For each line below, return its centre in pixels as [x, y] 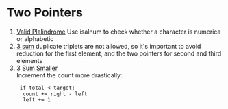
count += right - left [55, 94]
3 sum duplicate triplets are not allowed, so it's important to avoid [109, 46]
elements [29, 60]
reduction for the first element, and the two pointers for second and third [119, 53]
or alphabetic [35, 38]
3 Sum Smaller [37, 68]
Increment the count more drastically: [69, 75]
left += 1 [37, 100]
